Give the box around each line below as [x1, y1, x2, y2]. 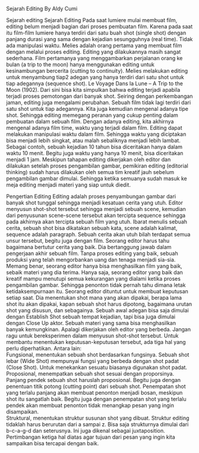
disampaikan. [6, 408, 39, 415]
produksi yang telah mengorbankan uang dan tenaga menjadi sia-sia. [6, 256, 176, 263]
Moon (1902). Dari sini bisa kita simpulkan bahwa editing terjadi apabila [6, 86, 181, 93]
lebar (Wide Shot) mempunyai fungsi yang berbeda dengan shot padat [6, 358, 179, 364]
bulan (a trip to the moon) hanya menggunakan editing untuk [6, 61, 155, 68]
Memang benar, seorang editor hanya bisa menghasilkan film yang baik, [6, 262, 182, 269]
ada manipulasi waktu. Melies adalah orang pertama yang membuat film [6, 42, 182, 49]
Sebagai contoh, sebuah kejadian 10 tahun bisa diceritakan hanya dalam [6, 143, 183, 150]
